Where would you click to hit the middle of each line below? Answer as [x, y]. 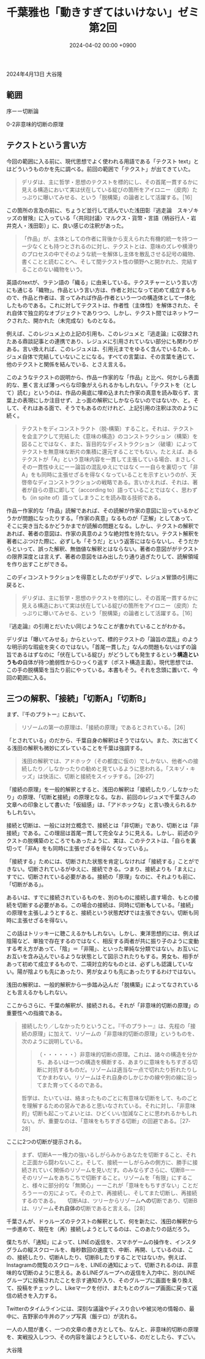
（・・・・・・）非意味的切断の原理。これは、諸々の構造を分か [117, 1054]
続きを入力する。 [38, 1296]
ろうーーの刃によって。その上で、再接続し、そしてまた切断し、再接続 [109, 1193]
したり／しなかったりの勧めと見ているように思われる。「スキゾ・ [109, 769]
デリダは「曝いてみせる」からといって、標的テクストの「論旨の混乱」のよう [102, 639]
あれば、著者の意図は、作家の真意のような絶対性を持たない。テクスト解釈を [103, 533]
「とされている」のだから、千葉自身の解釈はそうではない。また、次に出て [100, 740]
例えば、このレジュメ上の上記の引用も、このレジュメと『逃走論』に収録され [102, 333]
